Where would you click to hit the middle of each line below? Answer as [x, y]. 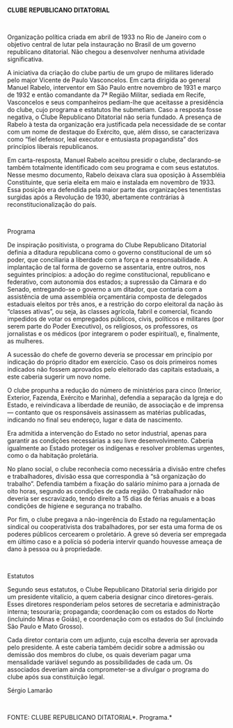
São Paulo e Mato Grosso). [46, 626]
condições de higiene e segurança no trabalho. [75, 506]
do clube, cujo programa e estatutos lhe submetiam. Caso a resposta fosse [115, 110]
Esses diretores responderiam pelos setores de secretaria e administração [114, 604]
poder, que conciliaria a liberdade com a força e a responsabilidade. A [107, 260]
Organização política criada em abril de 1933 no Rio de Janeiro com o [107, 37]
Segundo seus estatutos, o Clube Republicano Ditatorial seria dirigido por [112, 589]
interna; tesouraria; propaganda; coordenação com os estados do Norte [111, 611]
